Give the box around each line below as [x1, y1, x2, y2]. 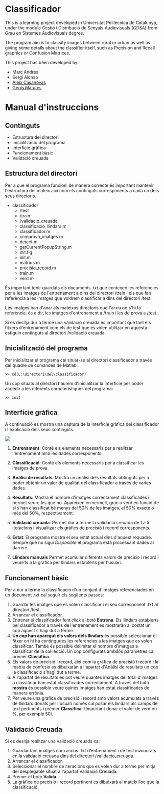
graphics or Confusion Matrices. [5, 50, 70, 56]
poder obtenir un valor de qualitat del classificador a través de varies [12, 480, 151, 486]
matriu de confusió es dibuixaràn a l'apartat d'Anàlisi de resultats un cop [12, 664, 159, 670]
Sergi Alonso [12, 74, 38, 80]
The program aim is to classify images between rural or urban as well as [5, 39, 151, 45]
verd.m [19, 275, 34, 281]
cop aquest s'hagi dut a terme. [12, 628, 74, 634]
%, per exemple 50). [12, 711, 54, 717]
